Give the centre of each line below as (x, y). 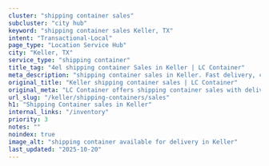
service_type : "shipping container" (69, 61)
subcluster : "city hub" (48, 23)
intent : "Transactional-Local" (60, 38)
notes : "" (25, 127)
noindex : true (32, 134)
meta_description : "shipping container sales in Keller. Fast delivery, (132, 75)
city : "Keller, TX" (41, 53)
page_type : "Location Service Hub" (68, 45)
